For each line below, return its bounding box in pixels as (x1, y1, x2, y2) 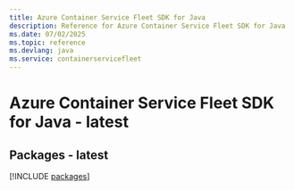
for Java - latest (9, 112, 130, 132)
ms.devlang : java (9, 46, 74, 55)
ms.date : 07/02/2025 (9, 29, 87, 38)
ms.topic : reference (9, 37, 87, 47)
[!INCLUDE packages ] (9, 171, 90, 181)
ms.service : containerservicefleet (9, 54, 142, 63)
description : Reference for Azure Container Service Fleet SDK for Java (9, 21, 286, 30)
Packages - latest (9, 147, 109, 162)
